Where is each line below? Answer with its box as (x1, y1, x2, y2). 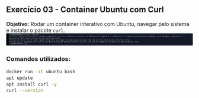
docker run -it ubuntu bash (6, 68, 76, 74)
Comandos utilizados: (6, 54, 71, 63)
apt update (6, 75, 33, 81)
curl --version (6, 87, 44, 93)
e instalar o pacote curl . (6, 27, 65, 34)
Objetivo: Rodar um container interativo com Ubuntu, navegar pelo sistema (6, 20, 190, 27)
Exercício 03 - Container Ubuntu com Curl (6, 5, 164, 15)
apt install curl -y (6, 81, 57, 87)
